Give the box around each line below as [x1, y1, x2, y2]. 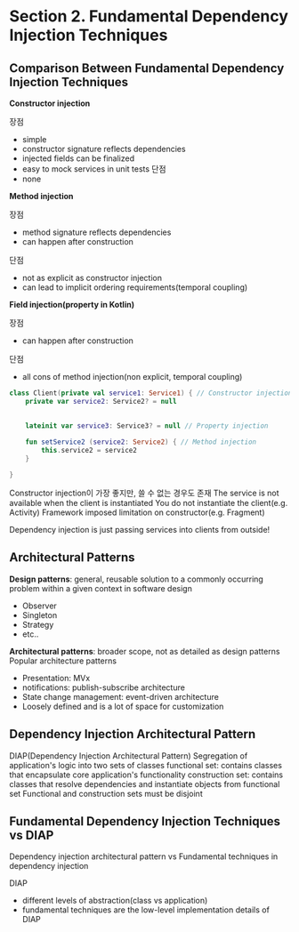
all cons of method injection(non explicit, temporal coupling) [21, 372, 243, 382]
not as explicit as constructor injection [21, 273, 163, 283]
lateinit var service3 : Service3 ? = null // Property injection [25, 421, 269, 430]
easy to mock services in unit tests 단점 [21, 164, 166, 174]
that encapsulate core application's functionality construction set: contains [9, 769, 283, 780]
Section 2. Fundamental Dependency [9, 6, 289, 27]
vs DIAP [9, 827, 54, 842]
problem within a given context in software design [9, 582, 193, 593]
